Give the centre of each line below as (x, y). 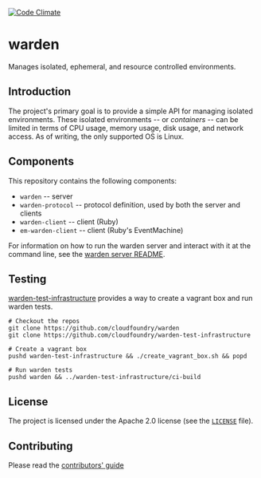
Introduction (40, 92)
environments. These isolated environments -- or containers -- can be (123, 119)
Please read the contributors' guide (66, 465)
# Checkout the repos (44, 322)
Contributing (41, 446)
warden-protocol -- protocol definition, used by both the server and (130, 204)
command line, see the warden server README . (87, 254)
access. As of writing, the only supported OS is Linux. (96, 136)
